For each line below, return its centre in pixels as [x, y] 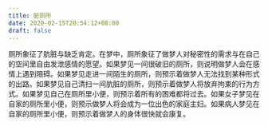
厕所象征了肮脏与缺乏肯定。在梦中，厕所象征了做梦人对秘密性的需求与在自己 [134, 54]
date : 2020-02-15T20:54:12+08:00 [64, 23]
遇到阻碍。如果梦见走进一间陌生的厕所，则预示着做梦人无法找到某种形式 [141, 74]
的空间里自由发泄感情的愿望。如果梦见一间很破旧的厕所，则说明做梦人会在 [130, 64]
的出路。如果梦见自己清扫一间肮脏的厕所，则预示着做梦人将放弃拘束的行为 [130, 84]
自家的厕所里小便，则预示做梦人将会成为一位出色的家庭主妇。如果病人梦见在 [134, 104]
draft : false [30, 30]
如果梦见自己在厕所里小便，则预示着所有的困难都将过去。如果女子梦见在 [141, 94]
